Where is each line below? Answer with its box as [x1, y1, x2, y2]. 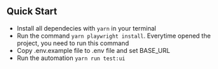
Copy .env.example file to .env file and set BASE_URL [16, 46, 170, 54]
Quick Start [6, 6, 57, 17]
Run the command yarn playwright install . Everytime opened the [16, 31, 211, 40]
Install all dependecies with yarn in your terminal [16, 24, 156, 32]
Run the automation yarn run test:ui [16, 54, 125, 62]
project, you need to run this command [16, 38, 129, 47]
